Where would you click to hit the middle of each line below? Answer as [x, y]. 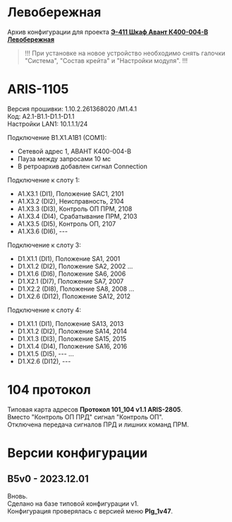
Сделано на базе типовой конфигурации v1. [73, 504]
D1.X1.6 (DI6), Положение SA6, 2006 [72, 274]
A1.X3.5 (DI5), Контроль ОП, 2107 [67, 224]
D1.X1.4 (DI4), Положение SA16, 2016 [72, 346]
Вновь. [18, 496]
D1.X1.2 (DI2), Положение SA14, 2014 [72, 331]
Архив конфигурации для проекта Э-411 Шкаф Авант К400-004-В [108, 32]
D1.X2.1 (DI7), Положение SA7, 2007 [71, 281]
